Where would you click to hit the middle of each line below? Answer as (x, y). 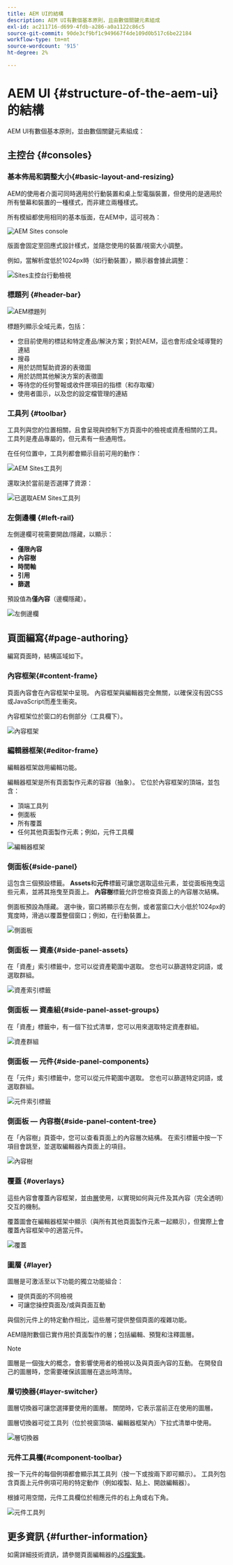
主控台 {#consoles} (50, 155)
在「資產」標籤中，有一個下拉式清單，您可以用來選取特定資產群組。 (105, 1026)
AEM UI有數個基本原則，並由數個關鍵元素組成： (76, 131)
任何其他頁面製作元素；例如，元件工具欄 (75, 831)
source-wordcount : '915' (43, 46)
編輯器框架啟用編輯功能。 (44, 767)
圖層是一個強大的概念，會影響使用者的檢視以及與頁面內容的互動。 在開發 (112, 1362)
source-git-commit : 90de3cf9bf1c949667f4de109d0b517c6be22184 (99, 33)
